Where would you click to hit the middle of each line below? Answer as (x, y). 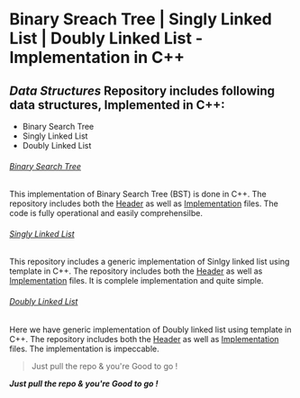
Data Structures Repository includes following (142, 90)
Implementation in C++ (97, 58)
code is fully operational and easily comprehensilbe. (106, 213)
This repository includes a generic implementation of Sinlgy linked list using (150, 262)
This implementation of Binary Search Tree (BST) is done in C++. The (138, 194)
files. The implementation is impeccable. (84, 348)
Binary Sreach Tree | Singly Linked (141, 19)
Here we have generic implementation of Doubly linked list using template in (150, 330)
